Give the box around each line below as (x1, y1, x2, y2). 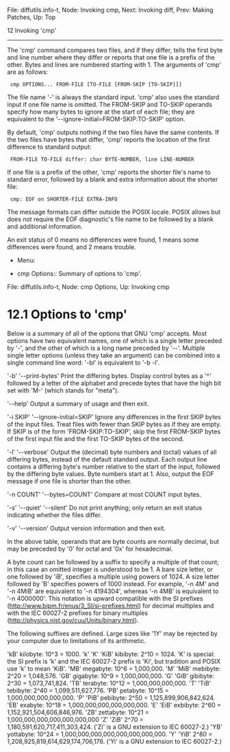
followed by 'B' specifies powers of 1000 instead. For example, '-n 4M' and (7, 579, 219, 588)
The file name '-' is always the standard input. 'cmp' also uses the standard (7, 93, 220, 101)
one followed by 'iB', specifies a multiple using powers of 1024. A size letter (7, 572, 220, 581)
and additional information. (7, 223, 83, 230)
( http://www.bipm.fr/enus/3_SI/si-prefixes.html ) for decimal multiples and (7, 601, 214, 610)
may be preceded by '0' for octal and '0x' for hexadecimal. (7, 544, 173, 553)
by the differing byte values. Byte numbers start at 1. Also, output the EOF (7, 469, 214, 478)
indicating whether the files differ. (7, 510, 102, 519)
